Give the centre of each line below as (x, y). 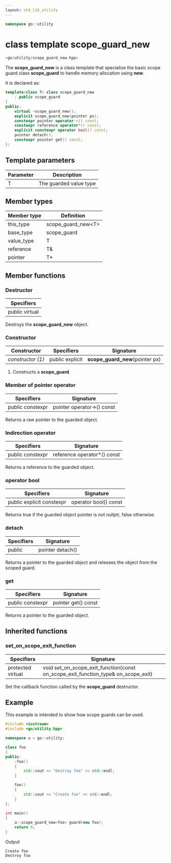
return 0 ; (25, 827)
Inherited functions (36, 631)
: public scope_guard (37, 97)
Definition (73, 216)
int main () (17, 813)
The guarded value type (67, 183)
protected (20, 667)
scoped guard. (21, 568)
